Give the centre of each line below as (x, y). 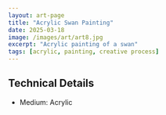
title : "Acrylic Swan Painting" (61, 23)
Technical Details (51, 83)
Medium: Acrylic (46, 102)
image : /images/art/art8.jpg (56, 37)
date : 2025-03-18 (36, 30)
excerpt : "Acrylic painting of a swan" (73, 45)
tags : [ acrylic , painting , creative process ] (83, 52)
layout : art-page (36, 15)
